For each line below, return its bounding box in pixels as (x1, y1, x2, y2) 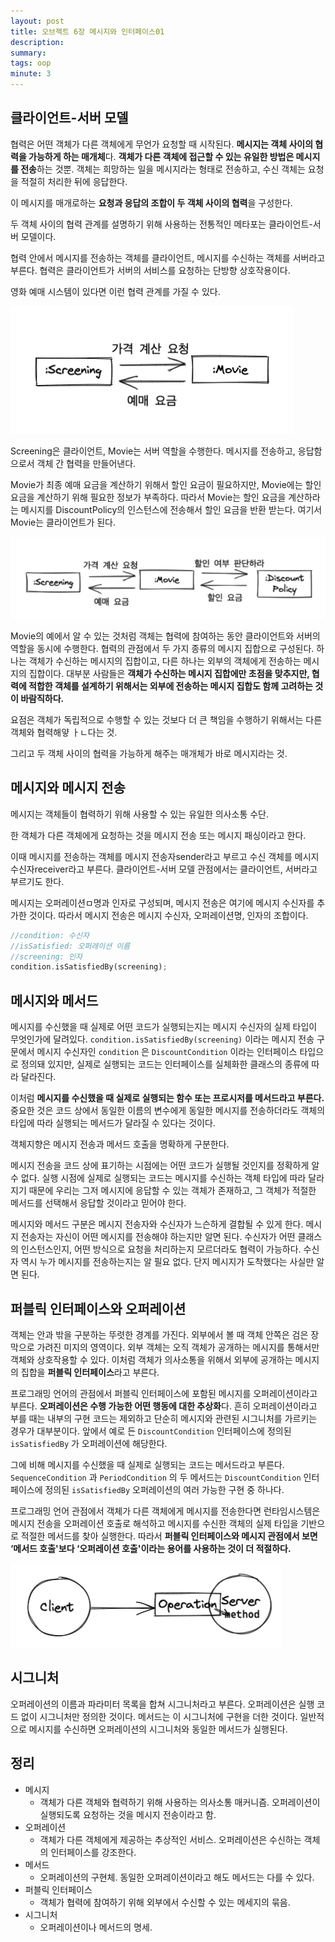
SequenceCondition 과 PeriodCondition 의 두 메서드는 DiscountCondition (10, 1471, 302, 1483)
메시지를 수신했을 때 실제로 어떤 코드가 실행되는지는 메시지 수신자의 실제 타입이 (10, 1021, 318, 1033)
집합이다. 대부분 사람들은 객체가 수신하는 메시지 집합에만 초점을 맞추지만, (28, 667, 310, 679)
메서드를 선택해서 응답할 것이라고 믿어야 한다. (10, 1197, 187, 1209)
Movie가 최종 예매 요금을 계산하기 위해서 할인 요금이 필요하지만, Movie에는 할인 (10, 478, 322, 490)
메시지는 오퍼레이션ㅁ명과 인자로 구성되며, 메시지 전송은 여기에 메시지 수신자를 (10, 896, 315, 909)
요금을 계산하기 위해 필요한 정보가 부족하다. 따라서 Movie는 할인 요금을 (10, 491, 287, 503)
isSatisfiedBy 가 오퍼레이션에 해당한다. (10, 1437, 168, 1449)
